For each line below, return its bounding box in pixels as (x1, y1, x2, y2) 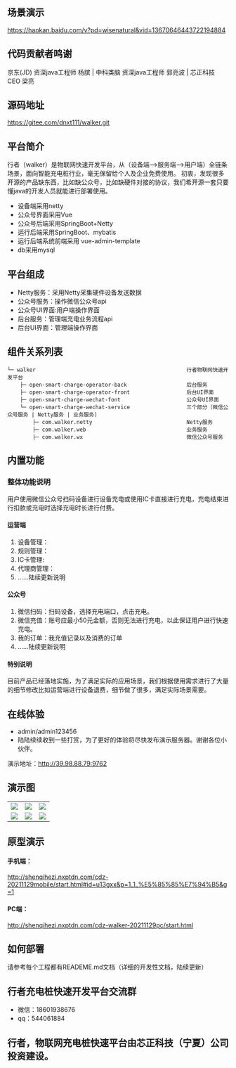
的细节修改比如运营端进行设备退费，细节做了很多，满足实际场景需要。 (7, 686, 211, 694)
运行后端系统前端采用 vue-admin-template (17, 237, 140, 245)
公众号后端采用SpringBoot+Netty (17, 219, 114, 228)
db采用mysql (17, 245, 55, 255)
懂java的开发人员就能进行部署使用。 (7, 187, 112, 195)
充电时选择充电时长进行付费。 (31, 503, 118, 512)
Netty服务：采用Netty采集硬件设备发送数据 (17, 288, 142, 297)
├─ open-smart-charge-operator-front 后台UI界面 (20, 389, 214, 396)
